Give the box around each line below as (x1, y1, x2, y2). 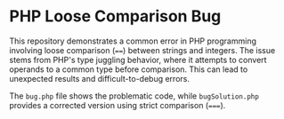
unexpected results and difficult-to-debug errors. (9, 73, 190, 83)
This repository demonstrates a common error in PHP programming (9, 36, 256, 46)
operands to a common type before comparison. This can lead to (9, 64, 248, 75)
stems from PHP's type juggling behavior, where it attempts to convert (9, 54, 267, 65)
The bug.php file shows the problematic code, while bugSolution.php (9, 91, 260, 101)
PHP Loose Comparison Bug (9, 6, 222, 27)
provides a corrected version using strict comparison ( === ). (9, 99, 226, 110)
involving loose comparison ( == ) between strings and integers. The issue (9, 44, 276, 55)
